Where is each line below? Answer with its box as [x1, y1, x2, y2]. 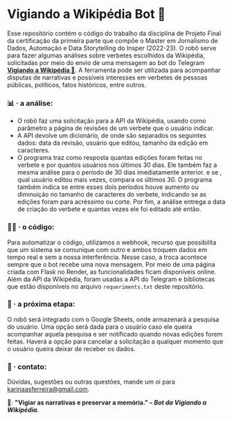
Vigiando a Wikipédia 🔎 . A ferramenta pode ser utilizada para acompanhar [7, 66, 221, 74]
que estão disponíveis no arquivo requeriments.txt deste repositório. [7, 282, 205, 290]
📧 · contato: [7, 361, 47, 371]
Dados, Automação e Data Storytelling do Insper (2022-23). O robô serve [7, 44, 217, 52]
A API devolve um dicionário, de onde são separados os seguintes [17, 132, 206, 140]
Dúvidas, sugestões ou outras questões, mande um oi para [7, 377, 175, 386]
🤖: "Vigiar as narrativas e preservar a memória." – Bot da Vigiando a [7, 398, 207, 407]
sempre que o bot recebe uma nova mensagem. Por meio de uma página [7, 260, 215, 269]
